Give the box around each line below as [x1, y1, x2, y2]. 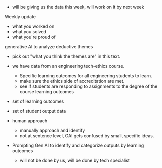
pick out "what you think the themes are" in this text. [12, 53, 121, 59]
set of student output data [12, 108, 66, 114]
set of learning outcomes [12, 98, 64, 104]
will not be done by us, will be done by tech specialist [19, 157, 130, 163]
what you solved [12, 29, 46, 34]
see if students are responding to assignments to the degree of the [19, 83, 158, 89]
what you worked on [12, 23, 55, 29]
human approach [12, 118, 48, 124]
